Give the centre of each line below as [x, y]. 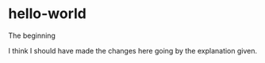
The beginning [32, 35]
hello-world [48, 14]
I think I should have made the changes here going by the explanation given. [133, 50]
